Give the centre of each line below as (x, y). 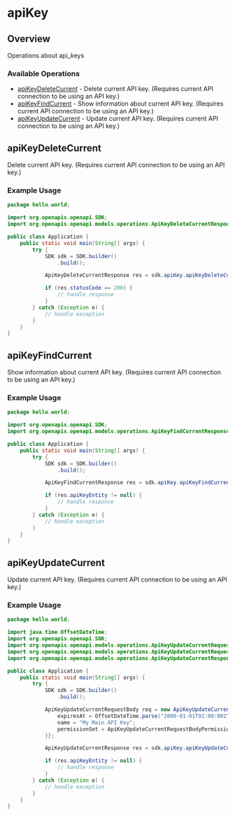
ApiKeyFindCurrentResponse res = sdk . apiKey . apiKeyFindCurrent (138, 483)
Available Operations (44, 73)
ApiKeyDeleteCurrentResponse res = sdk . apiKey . (115, 275)
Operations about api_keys (46, 55)
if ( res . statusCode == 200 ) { (88, 288)
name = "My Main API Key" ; (97, 722)
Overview (29, 39)
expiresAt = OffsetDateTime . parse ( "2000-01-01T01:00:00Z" (143, 716)
